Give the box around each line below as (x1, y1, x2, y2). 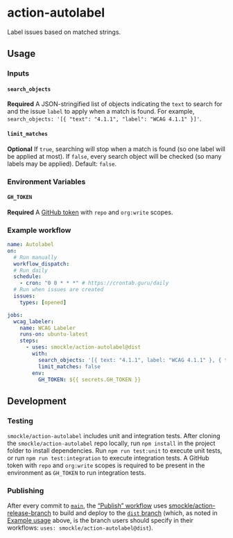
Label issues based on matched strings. (7, 28, 121, 36)
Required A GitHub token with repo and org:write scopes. (7, 208, 173, 216)
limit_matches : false (37, 363, 101, 370)
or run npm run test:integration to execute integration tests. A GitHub (7, 454, 209, 462)
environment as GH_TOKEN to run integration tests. (7, 469, 146, 477)
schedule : (13, 273, 42, 280)
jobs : (7, 311, 23, 318)
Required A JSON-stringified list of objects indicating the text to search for (7, 100, 223, 108)
